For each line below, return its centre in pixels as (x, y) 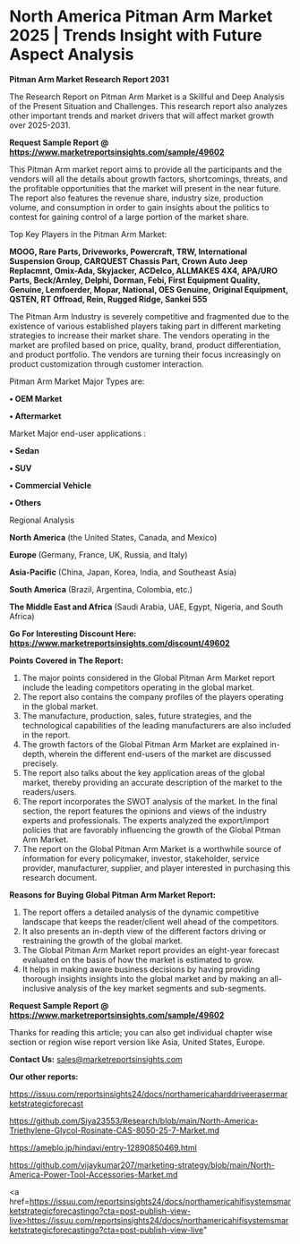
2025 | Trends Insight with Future (136, 35)
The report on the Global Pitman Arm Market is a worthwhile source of (152, 848)
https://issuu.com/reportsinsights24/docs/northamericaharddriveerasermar (149, 1094)
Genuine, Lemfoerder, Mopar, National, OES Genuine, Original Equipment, (149, 289)
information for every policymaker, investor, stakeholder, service (141, 858)
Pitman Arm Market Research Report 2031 (89, 79)
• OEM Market (36, 398)
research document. (60, 877)
